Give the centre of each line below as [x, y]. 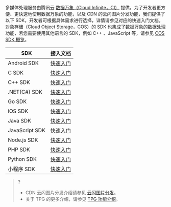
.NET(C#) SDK [25, 92]
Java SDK [20, 121]
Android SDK [23, 63]
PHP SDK [19, 149]
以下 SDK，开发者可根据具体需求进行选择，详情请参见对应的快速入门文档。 [84, 20]
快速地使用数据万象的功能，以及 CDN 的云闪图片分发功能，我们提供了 [92, 14]
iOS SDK [18, 111]
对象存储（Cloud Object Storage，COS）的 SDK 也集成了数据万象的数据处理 [86, 27]
